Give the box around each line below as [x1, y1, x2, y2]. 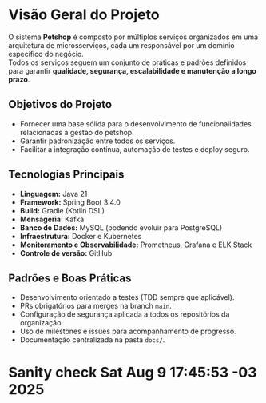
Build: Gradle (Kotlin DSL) [19, 205, 105, 215]
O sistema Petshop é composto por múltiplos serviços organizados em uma [8, 32, 258, 42]
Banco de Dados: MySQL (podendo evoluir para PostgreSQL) [19, 222, 223, 233]
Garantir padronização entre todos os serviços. [19, 136, 176, 146]
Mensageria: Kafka [19, 214, 85, 224]
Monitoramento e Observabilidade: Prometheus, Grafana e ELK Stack [19, 240, 252, 249]
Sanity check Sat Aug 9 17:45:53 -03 [8, 363, 257, 381]
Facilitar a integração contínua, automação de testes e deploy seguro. [19, 144, 250, 154]
